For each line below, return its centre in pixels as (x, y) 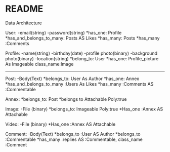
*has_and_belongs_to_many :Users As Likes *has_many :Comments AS (79, 84)
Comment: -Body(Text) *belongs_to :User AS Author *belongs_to (73, 134)
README (24, 9)
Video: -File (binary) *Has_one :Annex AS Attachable (60, 124)
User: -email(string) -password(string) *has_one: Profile (63, 32)
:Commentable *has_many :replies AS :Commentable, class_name (74, 139)
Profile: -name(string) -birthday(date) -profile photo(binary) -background (81, 53)
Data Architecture (24, 23)
